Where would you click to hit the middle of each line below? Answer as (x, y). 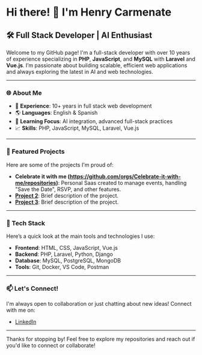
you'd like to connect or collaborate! (51, 345)
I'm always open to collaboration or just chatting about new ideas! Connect (99, 304)
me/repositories (35, 183)
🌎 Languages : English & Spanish (56, 113)
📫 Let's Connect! (32, 288)
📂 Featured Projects (35, 151)
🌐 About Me (24, 93)
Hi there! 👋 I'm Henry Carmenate (89, 12)
